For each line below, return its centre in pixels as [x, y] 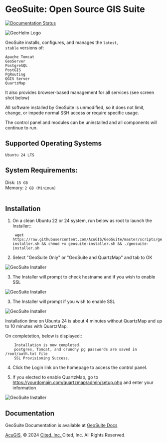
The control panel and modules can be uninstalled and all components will [82, 122]
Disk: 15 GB [17, 182]
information [24, 388]
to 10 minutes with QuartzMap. [37, 326]
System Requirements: [41, 170]
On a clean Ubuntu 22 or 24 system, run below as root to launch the [82, 220]
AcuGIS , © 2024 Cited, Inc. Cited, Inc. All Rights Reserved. [65, 435]
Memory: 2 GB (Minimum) [31, 187]
